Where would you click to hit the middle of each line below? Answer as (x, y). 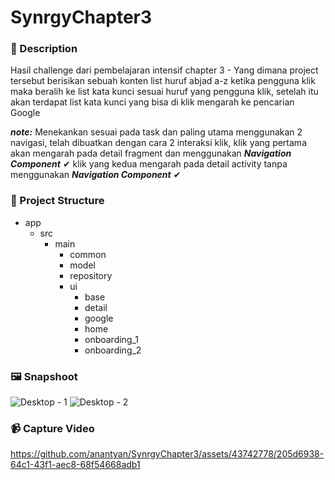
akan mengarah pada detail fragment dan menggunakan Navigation (151, 153)
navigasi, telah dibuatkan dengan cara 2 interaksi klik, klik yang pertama (158, 143)
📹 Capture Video (52, 428)
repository (91, 275)
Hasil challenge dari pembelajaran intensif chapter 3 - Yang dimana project (164, 70)
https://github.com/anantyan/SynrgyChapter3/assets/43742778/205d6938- (167, 454)
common (88, 254)
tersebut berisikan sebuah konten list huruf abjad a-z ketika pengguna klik (163, 81)
